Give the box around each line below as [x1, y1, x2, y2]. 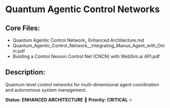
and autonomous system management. [5, 87, 87, 93]
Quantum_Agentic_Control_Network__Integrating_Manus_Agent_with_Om [12, 43, 165, 49]
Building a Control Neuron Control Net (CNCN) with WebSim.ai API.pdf [12, 53, 160, 59]
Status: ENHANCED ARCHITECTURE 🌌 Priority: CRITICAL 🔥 [5, 96, 133, 102]
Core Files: [5, 24, 40, 32]
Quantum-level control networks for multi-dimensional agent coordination [5, 81, 159, 87]
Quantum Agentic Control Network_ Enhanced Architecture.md [12, 37, 145, 43]
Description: [5, 68, 46, 77]
